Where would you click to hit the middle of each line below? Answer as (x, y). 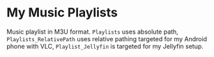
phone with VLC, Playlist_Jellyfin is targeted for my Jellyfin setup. (105, 46)
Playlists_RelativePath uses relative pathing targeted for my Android (107, 38)
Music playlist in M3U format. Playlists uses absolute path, (92, 32)
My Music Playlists (62, 13)
